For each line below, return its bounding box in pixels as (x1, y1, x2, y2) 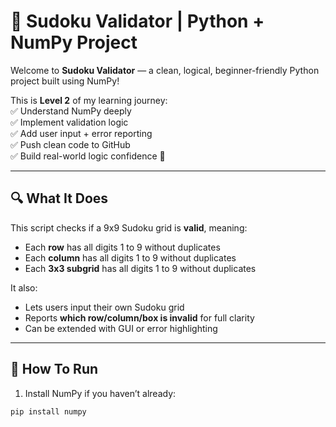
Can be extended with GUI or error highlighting (24, 322, 218, 334)
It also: (10, 281, 38, 294)
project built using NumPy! (10, 75, 120, 87)
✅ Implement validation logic (10, 116, 129, 128)
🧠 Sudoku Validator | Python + (10, 10, 265, 33)
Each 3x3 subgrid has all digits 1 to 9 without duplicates (24, 262, 257, 274)
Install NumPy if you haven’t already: (24, 387, 177, 399)
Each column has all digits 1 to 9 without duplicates (24, 251, 237, 264)
